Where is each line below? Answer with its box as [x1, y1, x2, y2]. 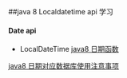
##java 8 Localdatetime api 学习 [8, 7, 113, 16]
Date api [8, 25, 37, 35]
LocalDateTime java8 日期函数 [19, 45, 120, 54]
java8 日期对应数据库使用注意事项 [8, 61, 120, 71]
